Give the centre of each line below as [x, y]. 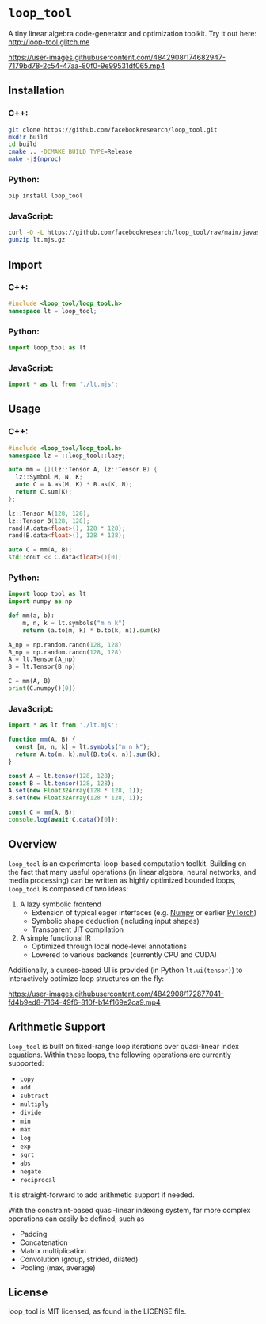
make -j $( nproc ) [35, 159]
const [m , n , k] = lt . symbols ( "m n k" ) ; [83, 747]
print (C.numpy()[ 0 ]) [42, 689]
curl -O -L [26, 233]
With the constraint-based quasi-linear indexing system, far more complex [129, 1210]
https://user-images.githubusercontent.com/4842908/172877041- [116, 994]
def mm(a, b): [32, 616]
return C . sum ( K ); [44, 492]
